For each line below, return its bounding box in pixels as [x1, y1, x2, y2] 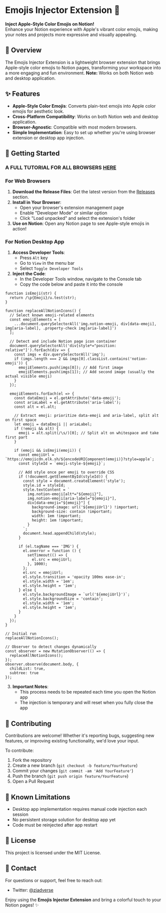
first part [5, 435, 28, 440]
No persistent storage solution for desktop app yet [12, 817, 116, 823]
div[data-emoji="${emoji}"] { [27, 501, 90, 506]
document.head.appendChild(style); [23, 531, 97, 536]
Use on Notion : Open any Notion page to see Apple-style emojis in [12, 220, 150, 226]
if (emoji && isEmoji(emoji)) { [14, 448, 81, 453]
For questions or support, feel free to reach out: [5, 877, 103, 883]
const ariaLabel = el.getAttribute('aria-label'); [14, 400, 121, 405]
